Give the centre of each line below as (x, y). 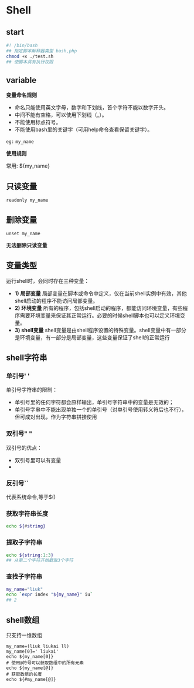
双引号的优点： (24, 447)
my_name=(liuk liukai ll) (38, 646)
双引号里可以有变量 (38, 460)
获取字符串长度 (27, 513)
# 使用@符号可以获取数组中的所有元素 (45, 663)
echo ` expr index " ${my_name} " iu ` (50, 595)
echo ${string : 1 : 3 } (30, 555)
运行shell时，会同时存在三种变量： (48, 280)
